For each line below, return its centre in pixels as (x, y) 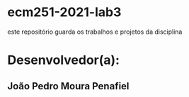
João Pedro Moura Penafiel (68, 86)
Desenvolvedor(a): (64, 60)
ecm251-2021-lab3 (64, 12)
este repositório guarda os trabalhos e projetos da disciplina (95, 32)
